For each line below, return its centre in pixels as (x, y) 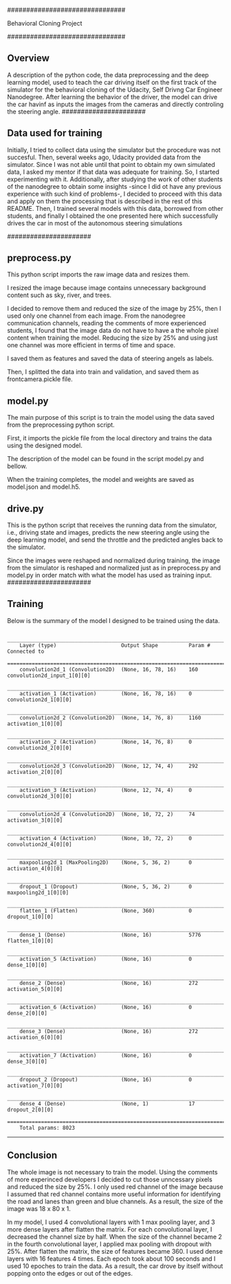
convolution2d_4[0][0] (40, 844)
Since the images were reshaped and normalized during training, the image (113, 560)
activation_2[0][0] (35, 772)
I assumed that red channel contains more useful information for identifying (114, 1194)
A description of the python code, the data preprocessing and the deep (108, 74)
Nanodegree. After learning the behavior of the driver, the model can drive (112, 96)
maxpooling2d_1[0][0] (38, 893)
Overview (29, 58)
